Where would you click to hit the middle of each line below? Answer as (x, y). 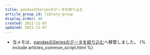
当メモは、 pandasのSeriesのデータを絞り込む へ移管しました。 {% (79, 42)
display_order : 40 (24, 18)
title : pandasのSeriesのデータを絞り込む (44, 9)
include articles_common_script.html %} (53, 48)
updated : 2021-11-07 (26, 28)
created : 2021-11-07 (26, 23)
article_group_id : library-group (39, 14)
